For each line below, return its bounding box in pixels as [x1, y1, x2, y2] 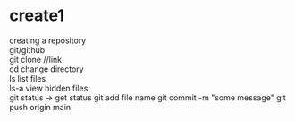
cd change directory [9, 64, 84, 74]
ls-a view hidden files [9, 82, 88, 93]
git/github [9, 44, 46, 55]
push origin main [9, 101, 72, 112]
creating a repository [9, 35, 87, 46]
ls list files [9, 73, 46, 83]
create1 [9, 5, 65, 26]
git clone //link [9, 54, 63, 65]
